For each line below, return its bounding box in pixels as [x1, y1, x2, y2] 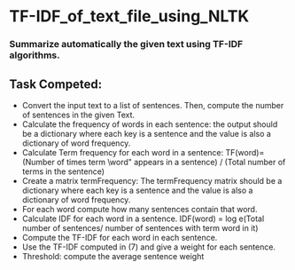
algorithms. [9, 49, 60, 61]
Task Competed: [9, 76, 103, 91]
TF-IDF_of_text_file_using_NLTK [9, 6, 250, 27]
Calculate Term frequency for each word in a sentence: [21, 147, 224, 157]
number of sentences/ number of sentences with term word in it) [21, 222, 259, 233]
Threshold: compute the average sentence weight [21, 250, 205, 261]
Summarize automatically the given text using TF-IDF [9, 38, 244, 51]
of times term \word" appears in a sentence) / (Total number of [56, 156, 286, 167]
